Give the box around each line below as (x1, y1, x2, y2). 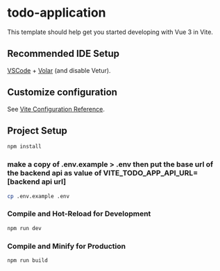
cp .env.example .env (7, 193, 70, 200)
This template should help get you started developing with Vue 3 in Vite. (7, 28, 214, 36)
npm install (7, 143, 42, 150)
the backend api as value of (7, 168, 102, 178)
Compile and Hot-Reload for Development (7, 209, 151, 219)
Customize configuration (7, 87, 118, 98)
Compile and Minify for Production (7, 241, 126, 251)
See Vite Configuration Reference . (7, 105, 105, 113)
